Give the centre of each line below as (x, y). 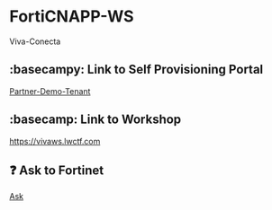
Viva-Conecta (35, 41)
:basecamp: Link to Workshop (95, 120)
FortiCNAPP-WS (72, 17)
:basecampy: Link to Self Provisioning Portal (136, 70)
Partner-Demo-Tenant (50, 91)
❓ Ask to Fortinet (57, 170)
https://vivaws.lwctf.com (55, 141)
